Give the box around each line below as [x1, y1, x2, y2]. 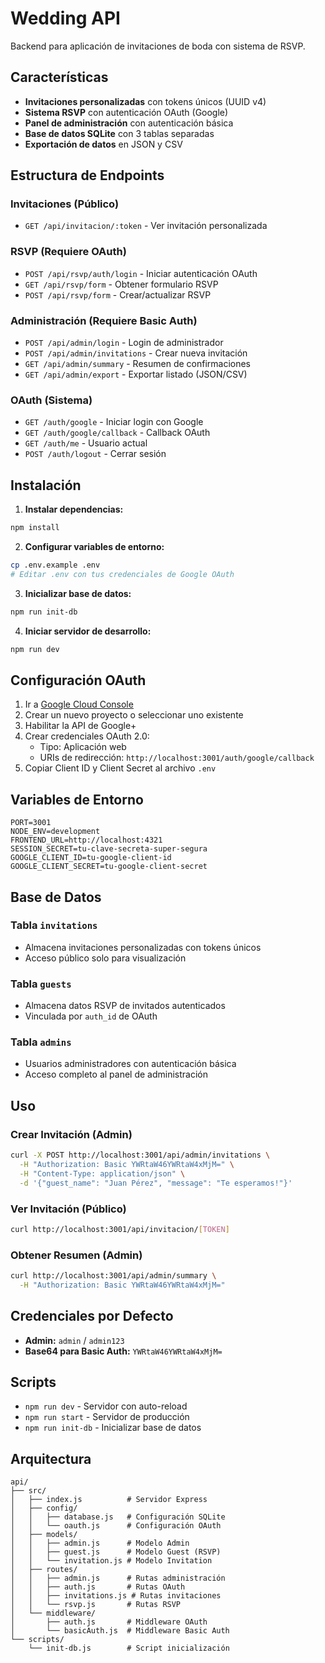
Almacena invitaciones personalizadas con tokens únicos [24, 941, 262, 953]
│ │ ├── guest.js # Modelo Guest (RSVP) [10, 1547, 222, 1557]
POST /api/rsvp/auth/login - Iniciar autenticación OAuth [24, 267, 258, 279]
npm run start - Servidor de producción [24, 1411, 190, 1423]
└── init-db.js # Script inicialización [28, 1643, 230, 1654]
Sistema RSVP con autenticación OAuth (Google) [24, 106, 229, 118]
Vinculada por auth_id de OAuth [24, 1010, 158, 1022]
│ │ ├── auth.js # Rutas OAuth [10, 1582, 186, 1592]
